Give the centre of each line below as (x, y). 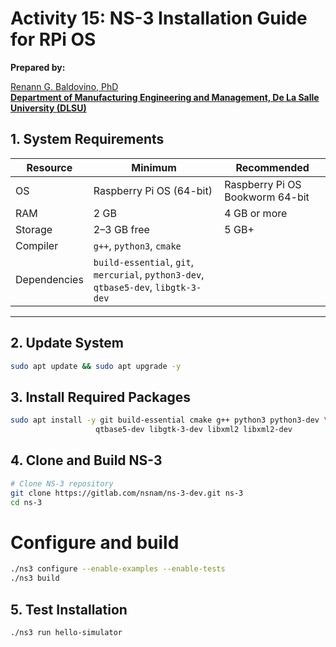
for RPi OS (53, 39)
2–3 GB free (121, 229)
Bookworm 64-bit (267, 197)
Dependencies (49, 279)
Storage (34, 229)
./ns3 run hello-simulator (66, 632)
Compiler (37, 245)
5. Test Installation (69, 609)
